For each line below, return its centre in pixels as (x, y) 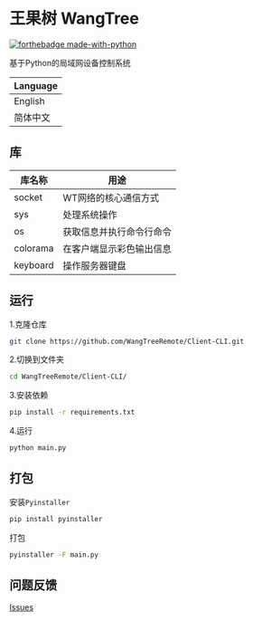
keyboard (34, 265)
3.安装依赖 (29, 396)
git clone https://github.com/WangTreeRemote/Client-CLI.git (127, 341)
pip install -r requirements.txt (72, 413)
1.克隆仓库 (28, 324)
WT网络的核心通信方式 (111, 197)
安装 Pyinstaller (40, 502)
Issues (22, 607)
